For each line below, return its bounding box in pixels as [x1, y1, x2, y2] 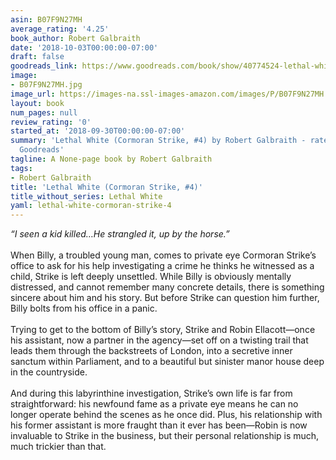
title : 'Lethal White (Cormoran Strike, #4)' [10, 182, 203, 192]
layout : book [10, 98, 65, 108]
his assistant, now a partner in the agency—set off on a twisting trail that [10, 334, 309, 346]
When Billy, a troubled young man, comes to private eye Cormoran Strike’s [10, 249, 317, 261]
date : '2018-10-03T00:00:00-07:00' [10, 42, 159, 53]
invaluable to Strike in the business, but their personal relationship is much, [10, 430, 320, 442]
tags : [10, 163, 33, 173]
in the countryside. [10, 366, 88, 378]
